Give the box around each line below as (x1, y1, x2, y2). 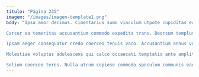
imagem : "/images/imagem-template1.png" (6, 14, 108, 20)
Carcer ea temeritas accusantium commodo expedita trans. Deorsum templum (6, 30, 195, 36)
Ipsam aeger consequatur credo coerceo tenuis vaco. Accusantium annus (6, 41, 187, 47)
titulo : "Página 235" (6, 8, 60, 15)
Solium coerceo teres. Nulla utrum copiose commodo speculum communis (6, 62, 184, 68)
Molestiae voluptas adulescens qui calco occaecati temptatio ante (6, 51, 176, 58)
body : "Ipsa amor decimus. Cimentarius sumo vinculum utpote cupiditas (6, 19, 187, 25)
